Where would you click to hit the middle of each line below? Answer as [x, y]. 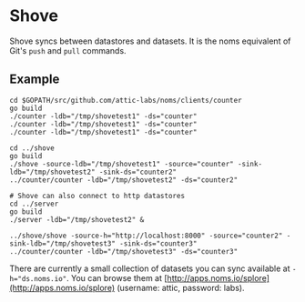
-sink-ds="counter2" [138, 172]
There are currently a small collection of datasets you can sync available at [150, 268]
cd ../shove [32, 148]
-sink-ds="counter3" [158, 243]
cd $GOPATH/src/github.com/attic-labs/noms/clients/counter [126, 100]
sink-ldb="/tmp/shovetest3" [63, 243]
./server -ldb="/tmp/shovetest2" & [77, 219]
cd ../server [34, 204]
